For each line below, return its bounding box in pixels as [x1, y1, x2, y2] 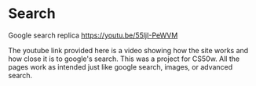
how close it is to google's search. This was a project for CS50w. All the [8, 54, 240, 63]
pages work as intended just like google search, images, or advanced [8, 62, 233, 71]
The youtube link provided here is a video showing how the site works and [8, 45, 249, 55]
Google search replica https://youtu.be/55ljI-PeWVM [8, 30, 178, 40]
